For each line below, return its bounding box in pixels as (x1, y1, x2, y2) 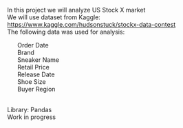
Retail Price (17, 63, 50, 71)
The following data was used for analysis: (7, 28, 125, 36)
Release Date (17, 70, 55, 78)
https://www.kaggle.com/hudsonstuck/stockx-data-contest (7, 21, 176, 28)
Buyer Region (17, 85, 56, 93)
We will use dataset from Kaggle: (7, 13, 101, 21)
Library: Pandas (7, 106, 52, 114)
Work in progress (7, 113, 56, 121)
